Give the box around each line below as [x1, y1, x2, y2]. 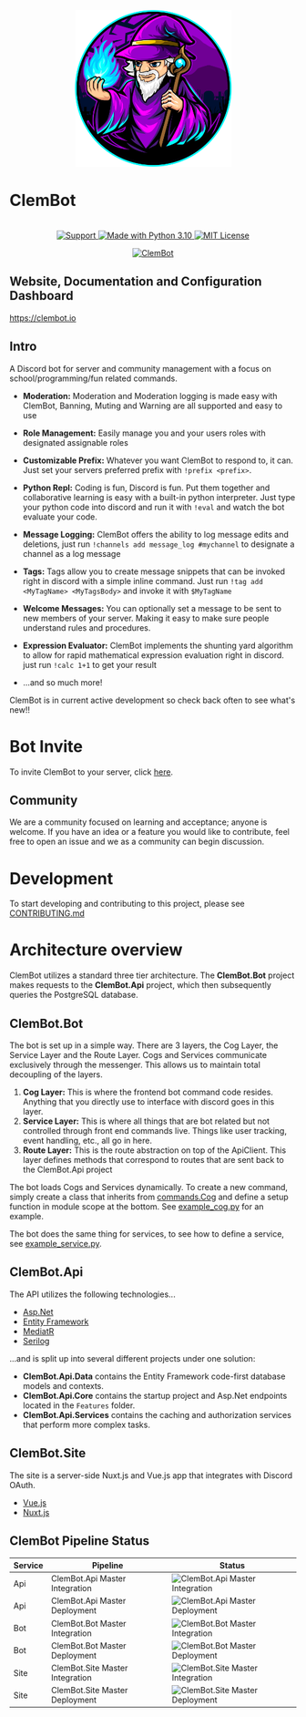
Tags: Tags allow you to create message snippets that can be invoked [22, 566, 285, 577]
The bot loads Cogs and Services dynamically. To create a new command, [9, 1182, 289, 1192]
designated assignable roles [22, 437, 129, 447]
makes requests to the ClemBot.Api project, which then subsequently [9, 980, 271, 991]
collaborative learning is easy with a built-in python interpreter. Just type [22, 491, 296, 502]
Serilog [22, 1335, 50, 1346]
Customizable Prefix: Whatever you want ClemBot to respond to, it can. [22, 455, 294, 466]
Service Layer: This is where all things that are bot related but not [22, 1116, 270, 1126]
